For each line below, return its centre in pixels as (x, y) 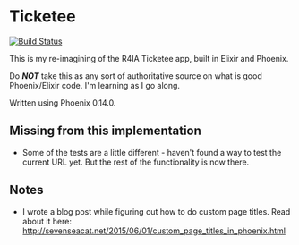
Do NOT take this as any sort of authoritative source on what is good (136, 76)
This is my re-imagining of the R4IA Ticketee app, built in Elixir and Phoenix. (149, 58)
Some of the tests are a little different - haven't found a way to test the (152, 152)
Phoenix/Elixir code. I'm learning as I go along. (95, 85)
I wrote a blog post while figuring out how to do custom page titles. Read (156, 211)
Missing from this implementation (105, 131)
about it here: (47, 221)
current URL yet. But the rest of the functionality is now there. (136, 162)
